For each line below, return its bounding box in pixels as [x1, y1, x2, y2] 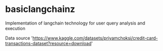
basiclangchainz [5, 3, 76, 15]
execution [5, 25, 26, 31]
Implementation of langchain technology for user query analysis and [5, 20, 146, 26]
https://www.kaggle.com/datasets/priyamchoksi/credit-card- [32, 35, 158, 41]
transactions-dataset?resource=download [5, 40, 92, 46]
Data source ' [5, 35, 33, 41]
